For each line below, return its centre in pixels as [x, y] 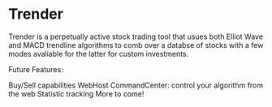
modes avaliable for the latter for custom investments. [99, 53]
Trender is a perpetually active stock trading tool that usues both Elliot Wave [136, 36]
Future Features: [36, 69]
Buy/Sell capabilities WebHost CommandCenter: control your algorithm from [136, 85]
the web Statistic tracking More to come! [76, 93]
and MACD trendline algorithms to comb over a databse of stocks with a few [136, 45]
